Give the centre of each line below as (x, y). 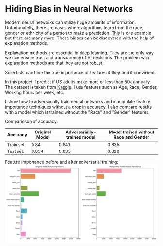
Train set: (16, 144)
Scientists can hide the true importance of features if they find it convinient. (81, 72)
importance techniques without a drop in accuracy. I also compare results (79, 107)
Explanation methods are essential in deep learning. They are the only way (80, 53)
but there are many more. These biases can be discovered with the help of (80, 38)
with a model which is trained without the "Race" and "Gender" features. (77, 112)
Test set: (16, 151)
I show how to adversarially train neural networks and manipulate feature (78, 101)
